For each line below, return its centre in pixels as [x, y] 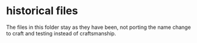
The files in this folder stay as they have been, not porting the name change [99, 27]
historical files [42, 11]
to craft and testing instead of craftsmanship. [61, 33]
